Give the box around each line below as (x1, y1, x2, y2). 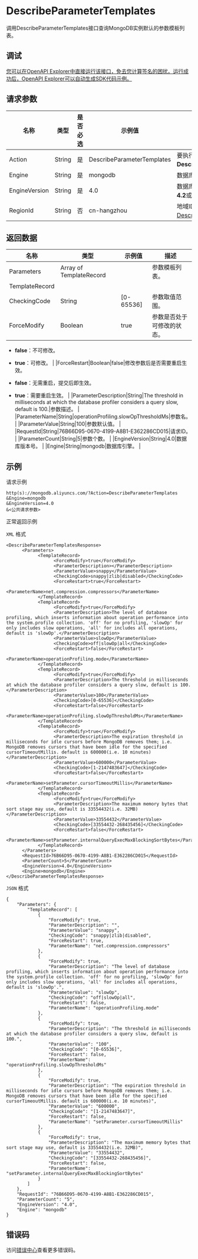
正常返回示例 (6, 518, 37, 525)
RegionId (9, 206, 34, 214)
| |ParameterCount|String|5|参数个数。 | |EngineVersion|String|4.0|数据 (14, 435, 187, 442)
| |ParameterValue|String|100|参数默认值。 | (14, 420, 121, 428)
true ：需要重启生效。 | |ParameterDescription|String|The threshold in (14, 392, 184, 399)
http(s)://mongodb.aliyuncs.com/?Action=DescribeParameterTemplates (6, 490, 178, 496)
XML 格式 (6, 530, 27, 538)
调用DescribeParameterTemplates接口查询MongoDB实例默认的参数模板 (6, 24, 180, 31)
